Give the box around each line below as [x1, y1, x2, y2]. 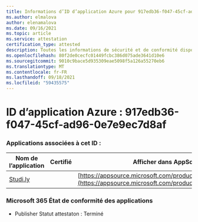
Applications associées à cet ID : [6, 139, 101, 148]
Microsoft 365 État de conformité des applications [6, 197, 153, 205]
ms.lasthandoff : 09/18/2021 [6, 74, 75, 80]
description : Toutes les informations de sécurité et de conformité [6, 47, 178, 53]
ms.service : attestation [6, 36, 67, 42]
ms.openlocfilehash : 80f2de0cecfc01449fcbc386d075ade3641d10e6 [6, 53, 165, 58]
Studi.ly [9, 175, 30, 184]
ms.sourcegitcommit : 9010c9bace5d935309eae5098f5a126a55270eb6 [6, 58, 165, 64]
